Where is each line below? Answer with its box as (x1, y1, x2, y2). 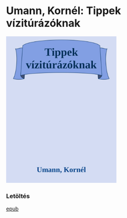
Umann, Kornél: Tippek (6, 4, 122, 18)
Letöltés (6, 192, 31, 200)
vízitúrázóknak (6, 16, 81, 30)
